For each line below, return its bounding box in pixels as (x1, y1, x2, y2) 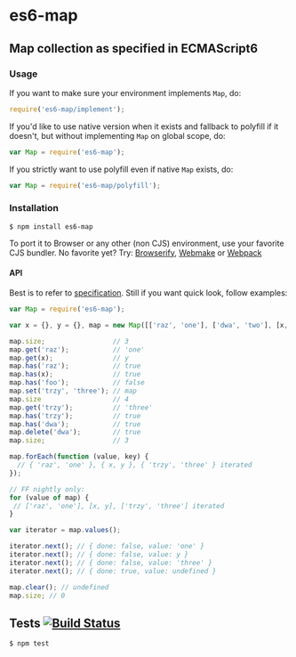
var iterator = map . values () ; (9, 526, 122, 535)
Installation (9, 202, 60, 215)
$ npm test (9, 639, 50, 648)
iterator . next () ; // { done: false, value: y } (9, 550, 189, 559)
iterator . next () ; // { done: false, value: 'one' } (9, 542, 204, 551)
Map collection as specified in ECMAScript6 (9, 41, 259, 56)
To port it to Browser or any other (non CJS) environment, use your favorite (9, 238, 284, 248)
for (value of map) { (9, 493, 90, 502)
